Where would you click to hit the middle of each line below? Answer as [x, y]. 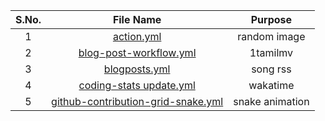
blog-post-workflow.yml [137, 52]
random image [271, 36]
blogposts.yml [137, 69]
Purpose [271, 19]
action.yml [137, 36]
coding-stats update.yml [137, 85]
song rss [271, 69]
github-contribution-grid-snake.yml [137, 101]
